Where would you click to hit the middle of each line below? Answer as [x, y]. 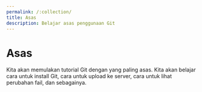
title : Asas [21, 18]
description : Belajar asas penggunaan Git [61, 23]
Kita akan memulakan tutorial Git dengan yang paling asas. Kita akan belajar [101, 70]
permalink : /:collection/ [39, 12]
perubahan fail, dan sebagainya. [46, 83]
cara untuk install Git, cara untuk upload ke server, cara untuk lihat [89, 76]
